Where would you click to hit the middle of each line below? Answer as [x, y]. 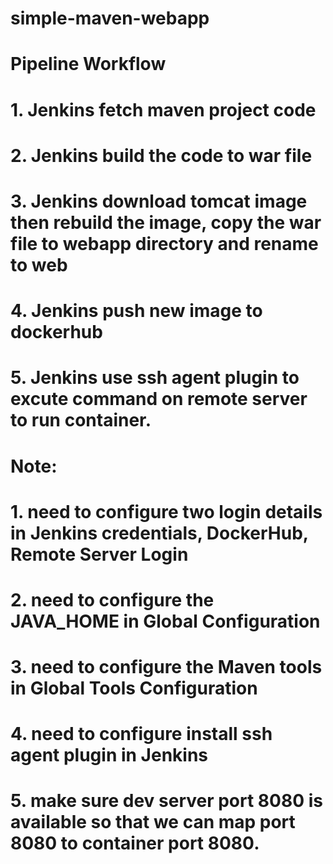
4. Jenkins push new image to [136, 311]
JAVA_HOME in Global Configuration [165, 621]
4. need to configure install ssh [141, 734]
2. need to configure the [112, 599]
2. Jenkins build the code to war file [161, 155]
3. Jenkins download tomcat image [159, 201]
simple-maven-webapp [110, 18]
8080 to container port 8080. [135, 843]
